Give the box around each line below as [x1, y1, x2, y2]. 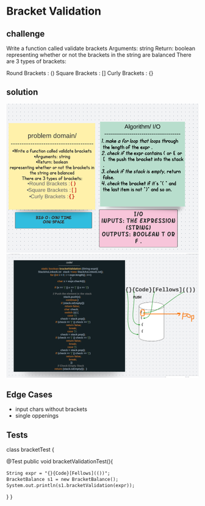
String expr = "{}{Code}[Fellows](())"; [6, 471, 111, 477]
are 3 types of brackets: [6, 58, 67, 65]
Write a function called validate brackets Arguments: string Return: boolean [6, 45, 195, 52]
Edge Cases [6, 389, 53, 400]
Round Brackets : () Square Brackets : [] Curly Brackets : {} [6, 69, 154, 77]
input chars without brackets [15, 405, 87, 413]
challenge [6, 29, 45, 39]
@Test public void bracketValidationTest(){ [6, 458, 113, 465]
